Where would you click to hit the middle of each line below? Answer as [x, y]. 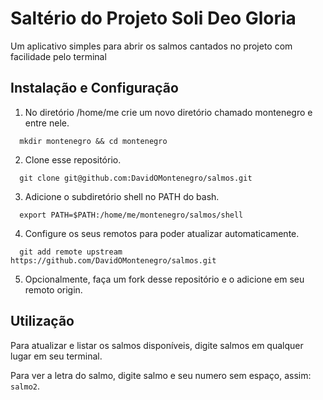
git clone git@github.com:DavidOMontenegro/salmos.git [136, 178]
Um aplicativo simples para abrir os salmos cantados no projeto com [151, 46]
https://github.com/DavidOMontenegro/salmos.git [113, 260]
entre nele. [47, 123]
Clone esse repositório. [73, 159]
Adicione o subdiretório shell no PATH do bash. [122, 196]
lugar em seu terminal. [56, 356]
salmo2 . [25, 386]
